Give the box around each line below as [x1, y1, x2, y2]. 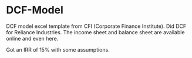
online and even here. [6, 35, 59, 42]
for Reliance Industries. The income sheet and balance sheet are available [6, 28, 185, 35]
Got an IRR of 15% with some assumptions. [6, 46, 110, 53]
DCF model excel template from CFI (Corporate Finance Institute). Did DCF [6, 23, 187, 30]
